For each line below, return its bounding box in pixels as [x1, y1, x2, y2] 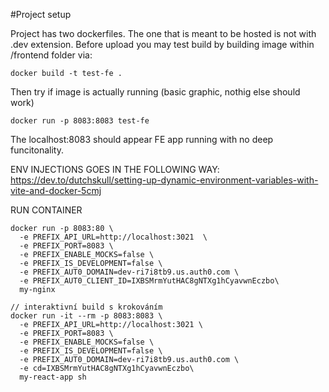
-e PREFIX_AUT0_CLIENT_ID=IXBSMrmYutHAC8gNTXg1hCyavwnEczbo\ [19, 276, 280, 286]
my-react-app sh [19, 372, 87, 382]
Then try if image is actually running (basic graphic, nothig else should [10, 86, 301, 98]
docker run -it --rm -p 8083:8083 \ [10, 311, 163, 321]
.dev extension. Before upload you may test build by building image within [10, 39, 315, 50]
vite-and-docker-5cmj [10, 185, 102, 196]
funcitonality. [10, 144, 65, 156]
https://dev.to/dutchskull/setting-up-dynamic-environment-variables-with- [10, 174, 319, 186]
